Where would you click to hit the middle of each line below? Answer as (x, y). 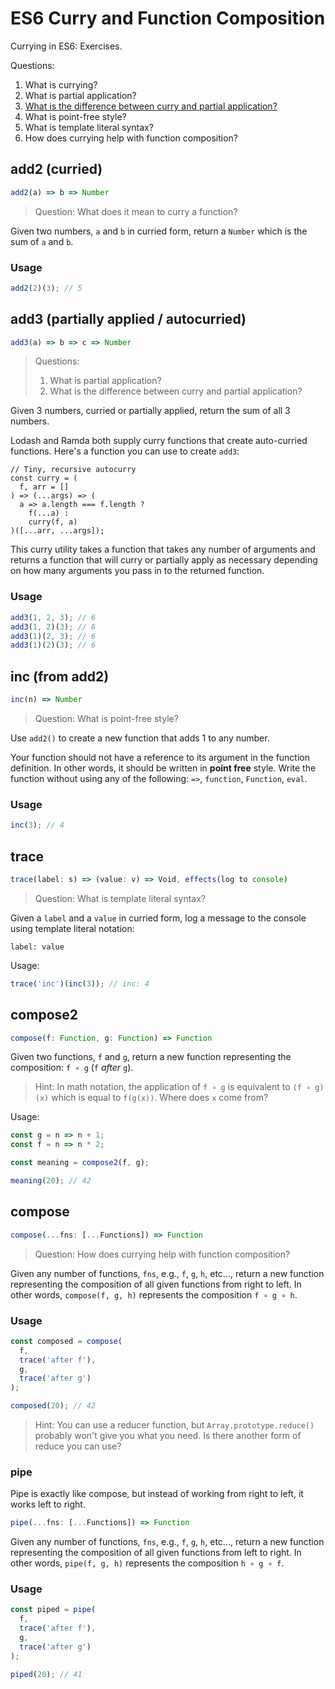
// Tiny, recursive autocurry (73, 470)
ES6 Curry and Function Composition (168, 18)
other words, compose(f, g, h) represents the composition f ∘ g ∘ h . (154, 1294)
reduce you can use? (78, 1446)
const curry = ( (44, 478)
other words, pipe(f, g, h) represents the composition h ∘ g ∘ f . (147, 1563)
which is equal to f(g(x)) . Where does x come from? (160, 1098)
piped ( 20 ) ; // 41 (46, 1674)
